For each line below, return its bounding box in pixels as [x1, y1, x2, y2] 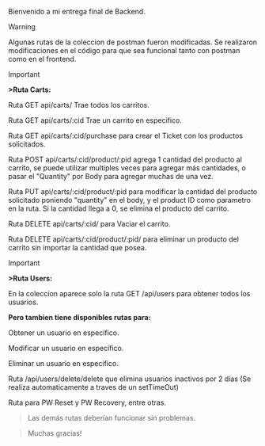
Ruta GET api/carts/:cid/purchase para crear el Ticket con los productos [8, 131, 244, 140]
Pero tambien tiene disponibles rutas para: [8, 313, 152, 322]
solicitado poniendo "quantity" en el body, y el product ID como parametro [8, 196, 252, 204]
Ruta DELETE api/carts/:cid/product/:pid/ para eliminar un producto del [8, 234, 240, 244]
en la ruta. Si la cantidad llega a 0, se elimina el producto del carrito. [8, 204, 229, 213]
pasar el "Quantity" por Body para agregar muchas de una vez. [8, 172, 214, 181]
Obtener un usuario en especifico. [8, 328, 119, 337]
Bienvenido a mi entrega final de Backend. [8, 7, 146, 16]
